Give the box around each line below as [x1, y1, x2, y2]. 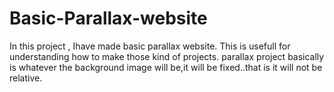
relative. [9, 72, 43, 84]
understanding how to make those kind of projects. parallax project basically [9, 50, 325, 62]
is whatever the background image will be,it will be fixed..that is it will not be [9, 61, 323, 73]
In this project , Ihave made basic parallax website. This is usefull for [9, 40, 291, 52]
